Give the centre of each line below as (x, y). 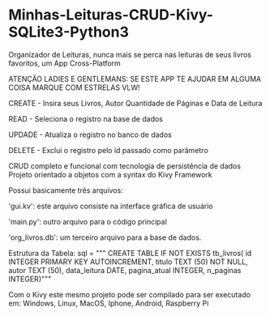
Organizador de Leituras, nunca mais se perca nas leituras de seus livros (130, 54)
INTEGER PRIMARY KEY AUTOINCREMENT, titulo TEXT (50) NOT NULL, (129, 262)
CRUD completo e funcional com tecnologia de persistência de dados (125, 166)
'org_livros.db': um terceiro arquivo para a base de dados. (105, 237)
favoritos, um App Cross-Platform (65, 63)
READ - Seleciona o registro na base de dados (86, 118)
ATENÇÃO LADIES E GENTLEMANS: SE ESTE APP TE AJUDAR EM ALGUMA (135, 79)
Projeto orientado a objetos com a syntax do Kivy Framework (110, 174)
